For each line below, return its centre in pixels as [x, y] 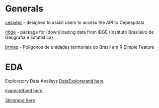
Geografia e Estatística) [29, 37]
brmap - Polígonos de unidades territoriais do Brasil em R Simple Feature [80, 47]
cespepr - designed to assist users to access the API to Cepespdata [75, 22]
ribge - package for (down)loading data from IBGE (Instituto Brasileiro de [79, 32]
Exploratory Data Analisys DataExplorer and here [54, 81]
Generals [24, 9]
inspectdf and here [24, 91]
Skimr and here [20, 100]
